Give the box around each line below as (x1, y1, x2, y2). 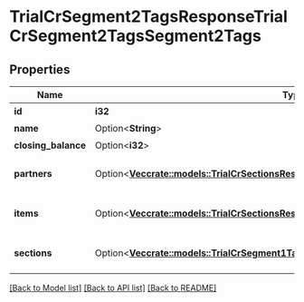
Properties (9, 62, 71, 77)
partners (14, 168, 52, 180)
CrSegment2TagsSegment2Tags (9, 25, 262, 46)
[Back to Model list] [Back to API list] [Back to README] (9, 283, 217, 293)
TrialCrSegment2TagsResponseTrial (9, 6, 288, 27)
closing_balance (14, 139, 87, 151)
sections (14, 247, 52, 259)
